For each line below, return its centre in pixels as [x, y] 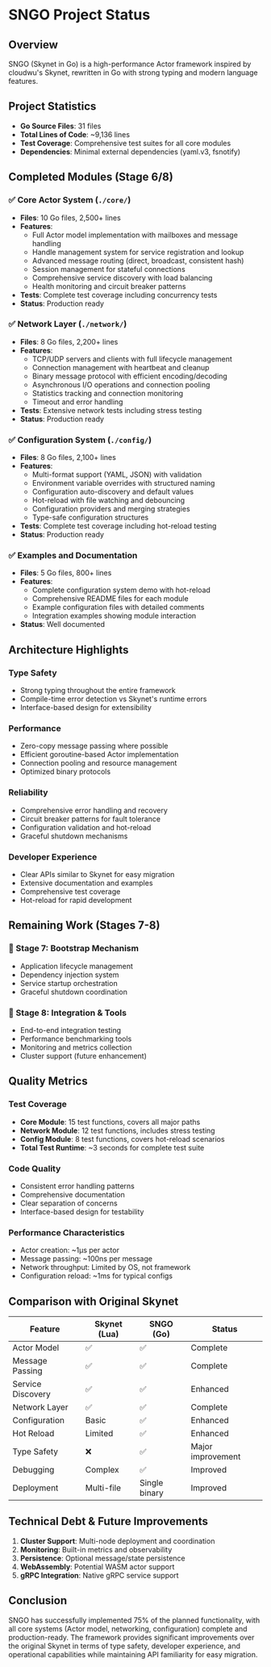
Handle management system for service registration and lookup [138, 252]
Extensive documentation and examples [86, 883]
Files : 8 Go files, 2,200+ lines [69, 341]
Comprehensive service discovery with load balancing [122, 278]
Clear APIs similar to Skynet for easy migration [97, 874]
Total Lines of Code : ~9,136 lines [75, 134]
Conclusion [38, 1600]
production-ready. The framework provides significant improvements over [131, 1637]
